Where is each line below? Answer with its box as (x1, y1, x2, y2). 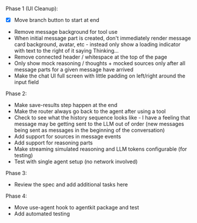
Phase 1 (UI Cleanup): (5, 5, 59, 12)
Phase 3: (5, 170, 27, 177)
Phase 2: (5, 90, 27, 97)
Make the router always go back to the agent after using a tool (14, 108, 166, 115)
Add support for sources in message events (14, 133, 121, 140)
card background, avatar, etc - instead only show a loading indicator (14, 41, 181, 48)
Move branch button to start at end (14, 17, 99, 23)
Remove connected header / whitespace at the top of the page (14, 53, 167, 61)
